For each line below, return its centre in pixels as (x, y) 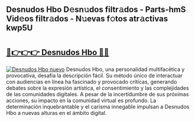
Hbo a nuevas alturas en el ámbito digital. (56, 113)
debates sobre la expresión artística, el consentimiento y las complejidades (97, 88)
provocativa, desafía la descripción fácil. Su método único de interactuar (95, 75)
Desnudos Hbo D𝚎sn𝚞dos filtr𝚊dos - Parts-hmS (96, 10)
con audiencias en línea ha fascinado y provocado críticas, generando (92, 82)
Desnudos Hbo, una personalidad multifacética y (125, 69)
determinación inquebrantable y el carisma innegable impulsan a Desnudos (98, 107)
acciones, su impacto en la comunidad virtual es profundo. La (81, 100)
